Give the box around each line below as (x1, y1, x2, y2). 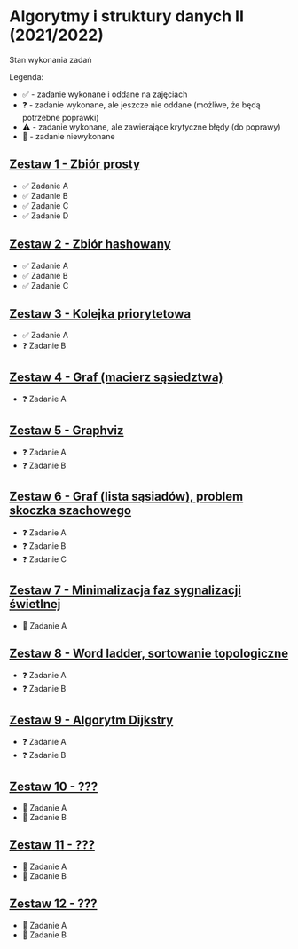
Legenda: (9, 71, 44, 82)
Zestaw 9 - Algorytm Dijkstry (9, 712, 174, 727)
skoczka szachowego (9, 503, 131, 518)
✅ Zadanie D (21, 210, 69, 221)
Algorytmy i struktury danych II (9, 6, 245, 27)
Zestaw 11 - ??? (9, 837, 96, 853)
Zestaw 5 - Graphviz (9, 423, 124, 438)
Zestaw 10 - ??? (9, 779, 98, 794)
